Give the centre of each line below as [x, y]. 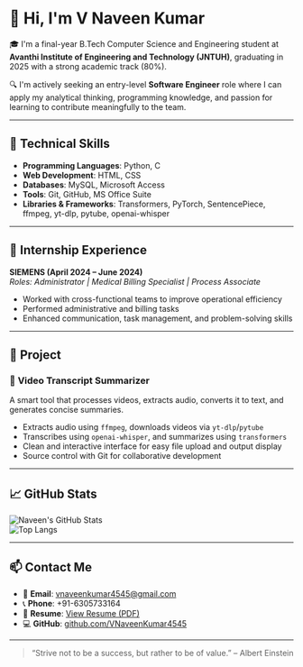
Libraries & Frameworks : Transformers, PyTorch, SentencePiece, [144, 204]
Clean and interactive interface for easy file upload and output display [152, 446]
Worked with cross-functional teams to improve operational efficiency [152, 299]
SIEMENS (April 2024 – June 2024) [76, 272]
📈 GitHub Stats [53, 493]
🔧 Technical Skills [60, 144]
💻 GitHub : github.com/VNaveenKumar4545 [105, 623]
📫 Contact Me [51, 567]
